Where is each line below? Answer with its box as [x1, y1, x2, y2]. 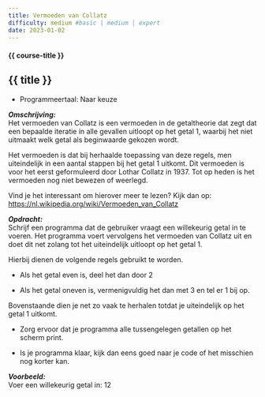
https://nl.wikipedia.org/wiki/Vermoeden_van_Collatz [8, 199, 179, 208]
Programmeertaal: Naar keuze [19, 94, 118, 103]
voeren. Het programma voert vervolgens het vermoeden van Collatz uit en [8, 230, 252, 241]
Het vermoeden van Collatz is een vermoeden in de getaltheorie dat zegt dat [8, 118, 257, 127]
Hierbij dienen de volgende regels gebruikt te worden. [8, 254, 184, 264]
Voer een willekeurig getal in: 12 [8, 380, 112, 389]
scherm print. [19, 332, 64, 342]
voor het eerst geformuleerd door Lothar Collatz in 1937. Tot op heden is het [8, 167, 255, 176]
